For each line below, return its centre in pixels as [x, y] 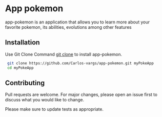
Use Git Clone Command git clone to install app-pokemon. [64, 54]
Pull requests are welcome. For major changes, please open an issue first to [81, 95]
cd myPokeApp [20, 68]
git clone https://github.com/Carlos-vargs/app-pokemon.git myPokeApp [80, 63]
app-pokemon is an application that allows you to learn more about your [77, 22]
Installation [22, 43]
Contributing [25, 83]
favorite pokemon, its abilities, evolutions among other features [68, 27]
